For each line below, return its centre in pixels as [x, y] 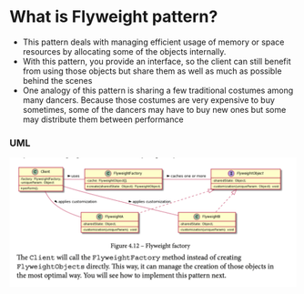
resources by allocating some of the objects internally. [124, 51]
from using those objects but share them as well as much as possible [152, 71]
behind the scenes [57, 80]
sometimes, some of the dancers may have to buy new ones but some [154, 109]
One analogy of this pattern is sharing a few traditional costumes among [158, 90]
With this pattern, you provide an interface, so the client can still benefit [157, 61]
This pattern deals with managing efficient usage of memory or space [153, 42]
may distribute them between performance [103, 119]
